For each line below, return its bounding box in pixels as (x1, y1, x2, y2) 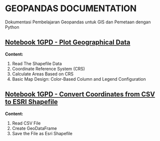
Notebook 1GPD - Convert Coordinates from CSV (5, 90, 155, 99)
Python (5, 24, 19, 30)
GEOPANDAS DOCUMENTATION (5, 3, 137, 14)
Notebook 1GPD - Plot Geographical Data (5, 38, 130, 47)
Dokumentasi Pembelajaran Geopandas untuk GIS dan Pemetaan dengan (5, 19, 151, 25)
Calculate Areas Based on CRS (12, 71, 74, 77)
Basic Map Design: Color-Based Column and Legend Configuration (12, 76, 146, 82)
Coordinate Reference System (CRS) (12, 66, 85, 71)
